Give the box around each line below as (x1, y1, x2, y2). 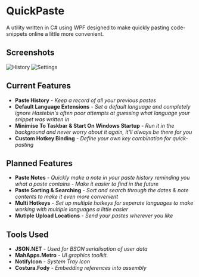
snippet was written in (14, 115, 70, 123)
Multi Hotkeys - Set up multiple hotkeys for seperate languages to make (14, 199, 194, 207)
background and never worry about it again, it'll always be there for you (14, 128, 192, 136)
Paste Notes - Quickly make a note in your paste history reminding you (14, 174, 190, 181)
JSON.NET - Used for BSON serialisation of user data (14, 245, 148, 253)
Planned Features (6, 158, 73, 168)
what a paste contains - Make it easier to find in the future (14, 180, 159, 187)
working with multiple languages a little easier (14, 206, 128, 213)
